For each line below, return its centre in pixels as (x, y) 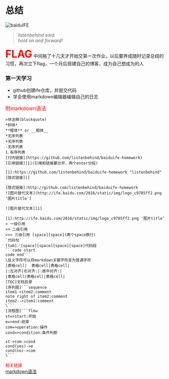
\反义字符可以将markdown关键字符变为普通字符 (48, 260)
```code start (21, 250)
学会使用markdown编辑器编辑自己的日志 (55, 97)
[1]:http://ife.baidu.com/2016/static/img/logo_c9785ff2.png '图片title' (85, 219)
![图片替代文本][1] (24, 209)
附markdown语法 (26, 108)
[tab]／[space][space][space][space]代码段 (51, 246)
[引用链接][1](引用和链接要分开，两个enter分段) (52, 163)
